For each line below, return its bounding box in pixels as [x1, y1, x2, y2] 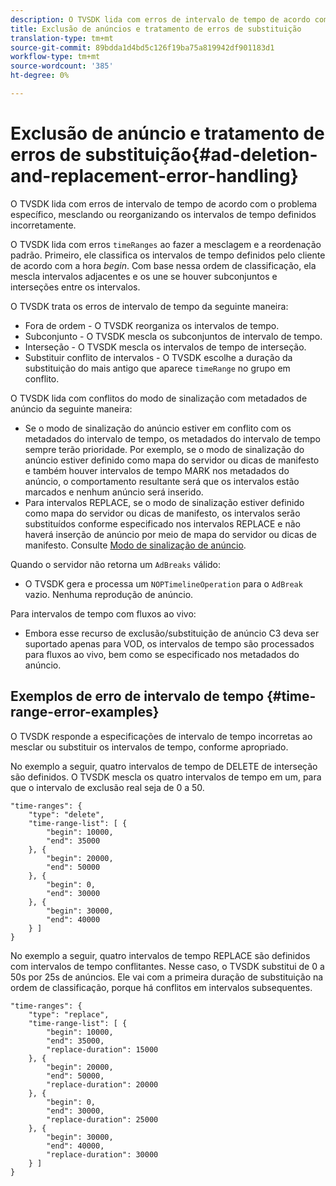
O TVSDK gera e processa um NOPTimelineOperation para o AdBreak [24, 577, 303, 590]
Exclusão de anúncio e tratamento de [10, 122, 325, 145]
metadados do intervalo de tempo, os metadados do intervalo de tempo [24, 432, 321, 445]
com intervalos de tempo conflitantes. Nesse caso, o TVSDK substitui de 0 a [10, 960, 325, 972]
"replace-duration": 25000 [46, 1114, 159, 1125]
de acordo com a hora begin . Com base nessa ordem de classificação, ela [10, 259, 317, 271]
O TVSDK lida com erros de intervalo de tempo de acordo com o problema [10, 197, 318, 210]
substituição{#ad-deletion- [84, 144, 318, 166]
